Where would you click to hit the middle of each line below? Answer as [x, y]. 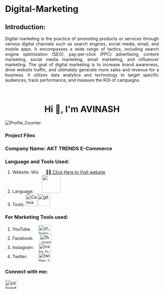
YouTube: [22, 229]
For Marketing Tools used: [37, 217]
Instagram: [23, 248]
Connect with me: [27, 272]
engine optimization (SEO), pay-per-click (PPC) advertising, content [82, 54]
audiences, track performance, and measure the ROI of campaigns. [73, 80]
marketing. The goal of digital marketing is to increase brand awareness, [82, 65]
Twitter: [20, 256]
